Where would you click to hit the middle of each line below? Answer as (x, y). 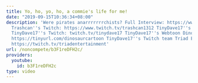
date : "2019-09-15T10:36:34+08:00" (50, 17)
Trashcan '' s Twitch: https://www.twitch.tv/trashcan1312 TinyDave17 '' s (101, 28)
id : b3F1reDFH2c (37, 66)
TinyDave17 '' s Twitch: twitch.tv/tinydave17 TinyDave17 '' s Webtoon (96, 33)
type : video (21, 71)
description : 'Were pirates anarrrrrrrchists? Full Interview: (85, 22)
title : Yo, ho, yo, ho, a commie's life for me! (67, 11)
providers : (19, 55)
